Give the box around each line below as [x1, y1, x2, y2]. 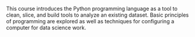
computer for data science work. [6, 24, 86, 31]
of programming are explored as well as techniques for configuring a [6, 18, 174, 24]
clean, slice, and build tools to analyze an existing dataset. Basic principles [6, 11, 189, 18]
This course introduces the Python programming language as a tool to [6, 5, 178, 12]
